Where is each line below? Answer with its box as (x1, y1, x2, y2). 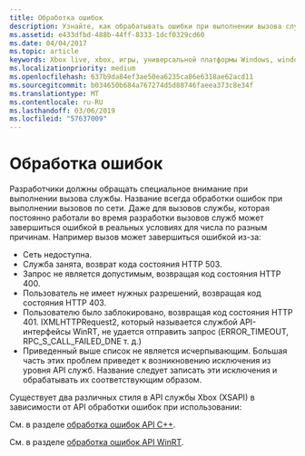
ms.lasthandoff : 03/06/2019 (9, 106, 116, 115)
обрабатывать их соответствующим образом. (22, 374, 202, 385)
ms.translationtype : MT (9, 89, 100, 98)
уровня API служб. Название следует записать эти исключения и (22, 364, 278, 376)
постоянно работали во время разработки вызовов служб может (9, 212, 265, 223)
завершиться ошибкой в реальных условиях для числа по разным (9, 222, 268, 233)
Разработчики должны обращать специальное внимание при (9, 183, 248, 195)
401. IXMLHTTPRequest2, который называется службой (22, 316, 238, 327)
